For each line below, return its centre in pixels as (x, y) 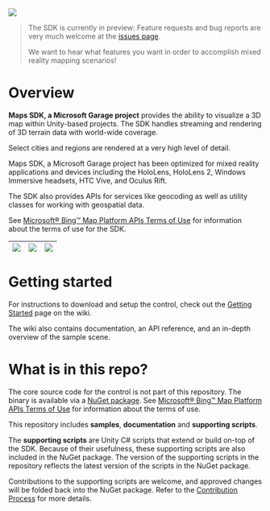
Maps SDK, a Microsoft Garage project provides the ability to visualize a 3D (135, 115)
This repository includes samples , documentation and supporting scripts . (133, 424)
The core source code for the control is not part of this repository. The (125, 391)
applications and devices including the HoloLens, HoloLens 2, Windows (127, 171)
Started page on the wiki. (50, 312)
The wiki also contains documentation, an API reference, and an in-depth (130, 328)
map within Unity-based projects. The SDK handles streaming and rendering (135, 123)
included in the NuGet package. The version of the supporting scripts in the (134, 457)
